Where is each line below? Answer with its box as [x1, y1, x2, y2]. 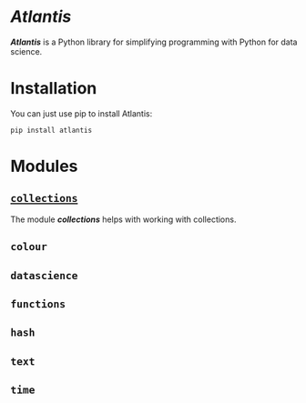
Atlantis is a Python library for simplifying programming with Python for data [10, 36, 298, 47]
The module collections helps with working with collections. [10, 214, 237, 225]
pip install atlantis [10, 126, 93, 135]
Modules [10, 156, 78, 176]
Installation [10, 78, 97, 99]
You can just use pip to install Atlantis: [10, 107, 153, 119]
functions [10, 297, 66, 311]
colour [10, 240, 48, 254]
